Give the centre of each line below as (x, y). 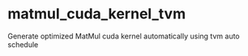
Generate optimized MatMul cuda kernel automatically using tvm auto (124, 36)
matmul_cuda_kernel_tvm (97, 14)
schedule (23, 44)
